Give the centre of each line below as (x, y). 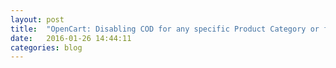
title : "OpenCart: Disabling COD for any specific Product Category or (165, 29)
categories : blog (46, 47)
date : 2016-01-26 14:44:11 (71, 38)
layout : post (37, 19)
